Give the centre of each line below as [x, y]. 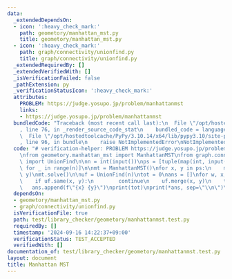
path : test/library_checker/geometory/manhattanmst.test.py [101, 219]
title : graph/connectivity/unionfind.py [78, 59]
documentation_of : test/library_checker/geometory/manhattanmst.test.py [114, 252]
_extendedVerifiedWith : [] [52, 71]
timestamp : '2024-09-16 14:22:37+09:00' [72, 233]
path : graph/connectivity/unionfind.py [77, 53]
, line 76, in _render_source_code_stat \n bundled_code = [109, 129]
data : [15, 13]
